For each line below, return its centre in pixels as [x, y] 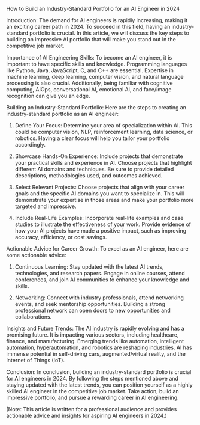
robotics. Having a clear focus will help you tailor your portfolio [92, 138]
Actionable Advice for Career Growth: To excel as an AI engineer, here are [97, 249]
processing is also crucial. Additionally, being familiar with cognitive [90, 83]
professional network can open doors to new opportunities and [93, 310]
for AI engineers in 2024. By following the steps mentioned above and [92, 378]
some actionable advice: [37, 255]
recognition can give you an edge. [49, 96]
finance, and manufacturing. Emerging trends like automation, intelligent [95, 341]
